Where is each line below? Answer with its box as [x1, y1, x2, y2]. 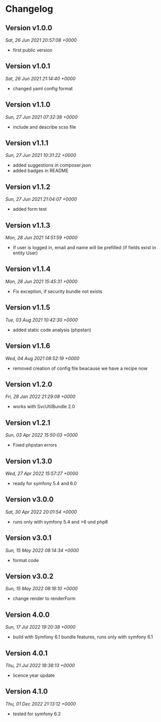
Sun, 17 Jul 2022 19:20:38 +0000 [5, 624, 76, 630]
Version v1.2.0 [5, 380, 53, 389]
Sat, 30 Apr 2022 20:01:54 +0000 [5, 509, 77, 515]
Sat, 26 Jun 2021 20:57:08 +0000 [5, 37, 77, 43]
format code [12, 557, 39, 563]
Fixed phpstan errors [12, 442, 57, 448]
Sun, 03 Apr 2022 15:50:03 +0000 [5, 432, 78, 438]
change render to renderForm [12, 595, 76, 601]
